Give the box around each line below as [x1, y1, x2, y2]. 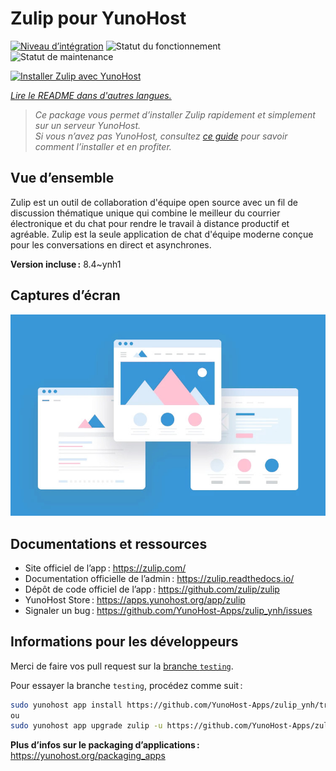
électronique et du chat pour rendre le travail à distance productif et [10, 217, 290, 229]
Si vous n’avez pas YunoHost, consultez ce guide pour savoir [34, 130, 288, 142]
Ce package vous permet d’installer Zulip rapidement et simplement [34, 108, 316, 121]
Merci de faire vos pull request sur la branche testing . [10, 660, 234, 672]
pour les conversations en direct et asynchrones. [10, 238, 212, 251]
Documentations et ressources [10, 535, 208, 552]
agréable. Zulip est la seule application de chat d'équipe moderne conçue [10, 228, 314, 240]
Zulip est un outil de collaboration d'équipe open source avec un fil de [10, 196, 298, 208]
